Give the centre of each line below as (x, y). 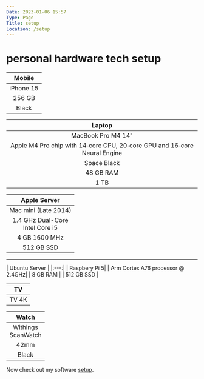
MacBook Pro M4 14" (102, 136)
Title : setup (23, 23)
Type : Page (20, 18)
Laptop (102, 126)
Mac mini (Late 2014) (40, 210)
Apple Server (40, 200)
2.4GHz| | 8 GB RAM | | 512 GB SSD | (53, 275)
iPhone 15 (24, 89)
